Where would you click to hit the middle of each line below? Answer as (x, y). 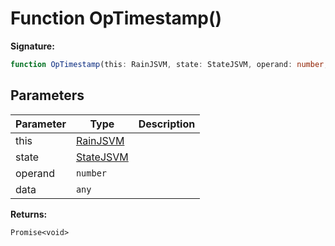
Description (167, 124)
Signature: (32, 46)
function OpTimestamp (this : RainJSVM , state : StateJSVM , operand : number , (169, 64)
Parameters (47, 95)
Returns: (29, 214)
